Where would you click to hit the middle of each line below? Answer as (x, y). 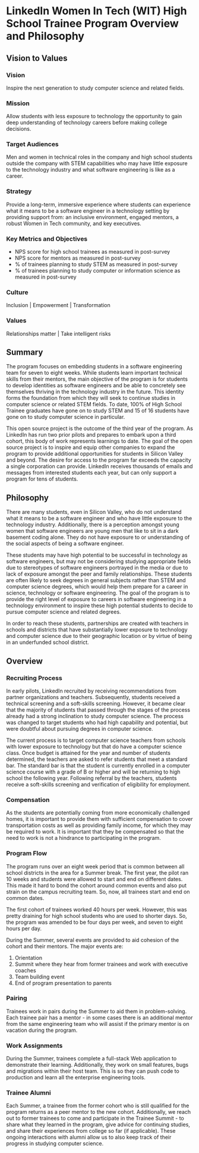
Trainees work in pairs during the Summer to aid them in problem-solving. (97, 1011)
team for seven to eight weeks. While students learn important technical (94, 373)
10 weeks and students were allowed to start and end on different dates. (94, 879)
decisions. (19, 129)
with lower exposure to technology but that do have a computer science (94, 746)
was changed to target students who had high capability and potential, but (97, 722)
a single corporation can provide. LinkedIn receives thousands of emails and (99, 466)
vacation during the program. (42, 1030)
